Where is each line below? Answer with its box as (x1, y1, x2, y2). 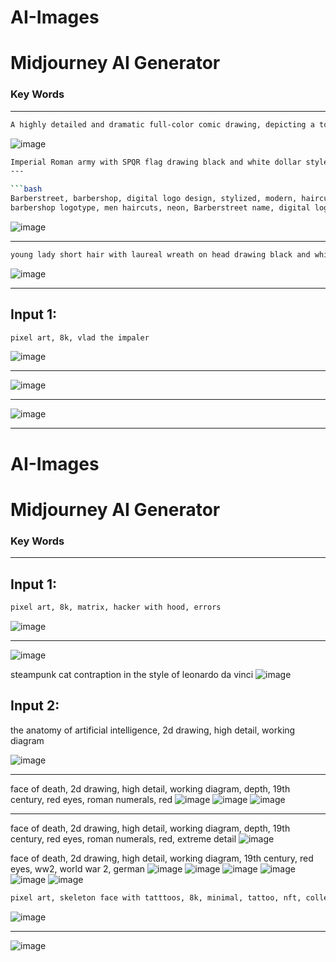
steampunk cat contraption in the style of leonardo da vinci (10, 668, 254, 680)
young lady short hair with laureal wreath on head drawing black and (10, 249, 311, 260)
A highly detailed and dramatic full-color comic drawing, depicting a (10, 119, 315, 130)
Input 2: (10, 697, 60, 715)
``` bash (10, 184, 43, 195)
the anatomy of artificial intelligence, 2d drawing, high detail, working (10, 724, 296, 736)
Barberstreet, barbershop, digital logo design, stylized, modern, (10, 194, 298, 204)
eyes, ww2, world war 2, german (10, 862, 146, 875)
